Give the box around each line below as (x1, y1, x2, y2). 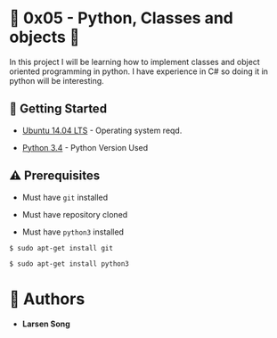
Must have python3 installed (21, 227, 125, 237)
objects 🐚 (9, 27, 80, 47)
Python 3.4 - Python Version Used (21, 142, 149, 153)
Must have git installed (21, 192, 109, 202)
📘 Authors (9, 289, 86, 309)
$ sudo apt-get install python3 (9, 259, 129, 268)
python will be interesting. (9, 75, 104, 86)
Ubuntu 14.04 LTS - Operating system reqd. (21, 125, 183, 136)
